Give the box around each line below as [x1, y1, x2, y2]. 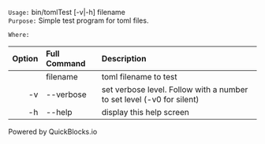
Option [12, 54, 39, 64]
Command [46, 58, 86, 68]
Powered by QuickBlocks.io [8, 127, 98, 136]
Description [101, 54, 147, 64]
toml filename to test [101, 72, 177, 82]
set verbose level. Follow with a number [101, 84, 248, 94]
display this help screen [101, 107, 189, 117]
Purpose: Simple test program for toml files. [8, 16, 149, 25]
